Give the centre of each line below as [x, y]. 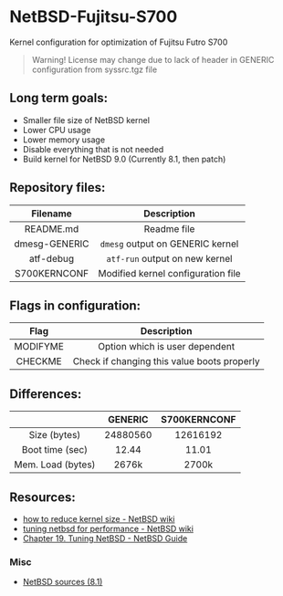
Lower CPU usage [57, 130]
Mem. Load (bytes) [55, 465]
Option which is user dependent [166, 347]
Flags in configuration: [75, 305]
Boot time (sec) [55, 450]
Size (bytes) [55, 435]
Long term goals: [58, 98]
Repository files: [58, 188]
